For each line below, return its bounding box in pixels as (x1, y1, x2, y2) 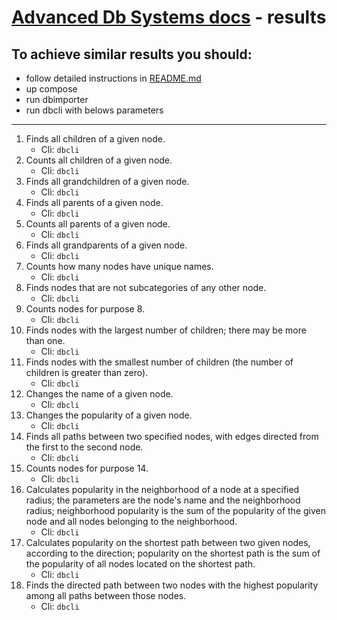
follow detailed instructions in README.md (25, 72, 202, 84)
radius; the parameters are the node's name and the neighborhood (25, 494, 301, 506)
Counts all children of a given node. (25, 154, 173, 166)
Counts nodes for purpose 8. (25, 303, 146, 315)
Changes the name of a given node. (25, 388, 174, 400)
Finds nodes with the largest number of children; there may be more (25, 324, 307, 336)
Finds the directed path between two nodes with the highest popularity (25, 579, 319, 591)
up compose (25, 83, 78, 95)
